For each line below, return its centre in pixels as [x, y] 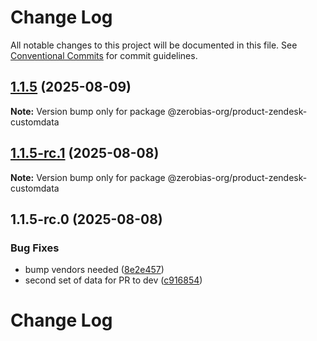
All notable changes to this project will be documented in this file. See [154, 45]
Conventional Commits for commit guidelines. [104, 55]
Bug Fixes [35, 248]
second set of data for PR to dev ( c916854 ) [113, 280]
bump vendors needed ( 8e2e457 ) [94, 270]
